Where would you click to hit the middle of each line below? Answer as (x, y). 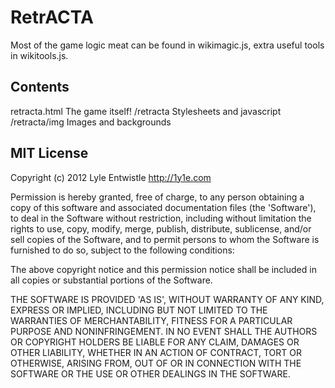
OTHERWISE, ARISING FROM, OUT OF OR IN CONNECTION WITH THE (156, 363)
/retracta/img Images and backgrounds (91, 122)
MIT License (49, 153)
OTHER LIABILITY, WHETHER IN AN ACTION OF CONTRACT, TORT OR (156, 352)
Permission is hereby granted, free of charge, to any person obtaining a (157, 197)
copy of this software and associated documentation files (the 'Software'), (163, 207)
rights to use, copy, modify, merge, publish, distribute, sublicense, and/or (161, 228)
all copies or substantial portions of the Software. (111, 280)
